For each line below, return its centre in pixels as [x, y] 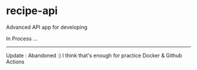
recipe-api [32, 11]
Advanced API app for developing [47, 27]
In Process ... [22, 38]
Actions [15, 61]
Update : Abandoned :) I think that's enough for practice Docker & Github [94, 55]
